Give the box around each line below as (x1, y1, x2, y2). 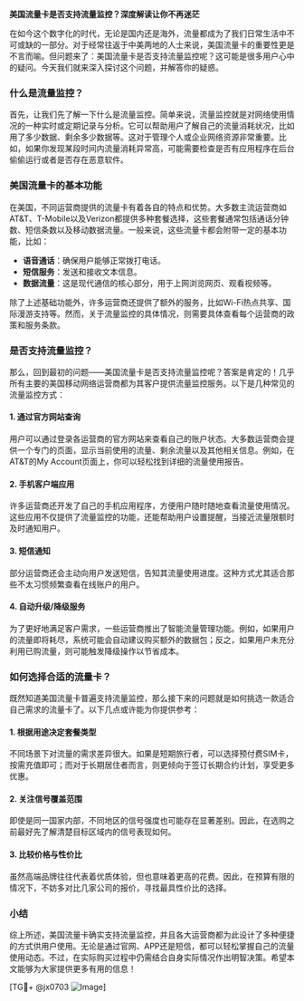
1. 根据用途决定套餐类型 (9, 727, 97, 737)
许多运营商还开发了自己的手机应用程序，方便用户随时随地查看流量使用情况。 (9, 500, 295, 511)
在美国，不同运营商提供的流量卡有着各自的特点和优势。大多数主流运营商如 (9, 201, 287, 212)
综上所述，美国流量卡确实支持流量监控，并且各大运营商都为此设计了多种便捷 (9, 929, 295, 940)
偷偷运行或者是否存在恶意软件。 (9, 154, 128, 166)
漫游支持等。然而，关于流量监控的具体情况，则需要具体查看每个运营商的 (16, 308, 287, 319)
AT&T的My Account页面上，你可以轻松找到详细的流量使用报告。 (9, 457, 249, 467)
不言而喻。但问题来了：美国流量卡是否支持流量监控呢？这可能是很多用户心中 (9, 51, 295, 62)
